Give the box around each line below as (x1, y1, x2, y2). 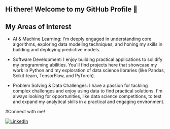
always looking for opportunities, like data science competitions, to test (12, 93, 162, 100)
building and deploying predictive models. (12, 47, 100, 53)
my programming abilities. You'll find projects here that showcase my (12, 62, 157, 68)
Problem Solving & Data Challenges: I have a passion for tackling (12, 82, 148, 89)
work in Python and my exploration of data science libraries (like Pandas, (12, 67, 165, 74)
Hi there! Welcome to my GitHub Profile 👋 (5, 5, 138, 14)
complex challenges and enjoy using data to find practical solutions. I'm (12, 88, 163, 94)
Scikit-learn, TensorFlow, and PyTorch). (12, 73, 95, 79)
